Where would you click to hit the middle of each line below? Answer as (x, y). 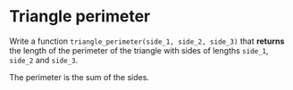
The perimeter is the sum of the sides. (80, 77)
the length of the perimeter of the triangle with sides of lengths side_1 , (139, 50)
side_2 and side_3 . (44, 60)
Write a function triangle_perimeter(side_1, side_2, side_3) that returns (147, 41)
